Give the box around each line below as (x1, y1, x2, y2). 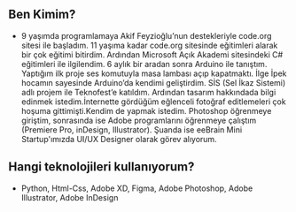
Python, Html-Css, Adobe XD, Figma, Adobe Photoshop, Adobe (20, 183, 253, 193)
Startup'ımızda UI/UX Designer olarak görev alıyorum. (20, 133, 218, 144)
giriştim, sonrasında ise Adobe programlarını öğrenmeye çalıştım (20, 115, 257, 125)
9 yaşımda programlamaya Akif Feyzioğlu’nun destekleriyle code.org (20, 30, 272, 41)
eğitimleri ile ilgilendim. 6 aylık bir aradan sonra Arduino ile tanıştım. (20, 58, 268, 69)
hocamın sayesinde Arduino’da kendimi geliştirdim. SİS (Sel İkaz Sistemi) (20, 77, 286, 87)
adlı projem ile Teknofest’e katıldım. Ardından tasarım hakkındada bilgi (20, 87, 277, 97)
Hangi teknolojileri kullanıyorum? (8, 159, 195, 175)
